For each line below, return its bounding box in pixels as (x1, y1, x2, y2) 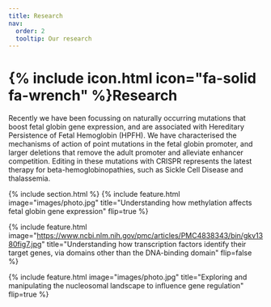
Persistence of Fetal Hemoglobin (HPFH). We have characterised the (8, 130, 237, 140)
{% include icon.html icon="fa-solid (8, 70, 256, 87)
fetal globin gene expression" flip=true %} (8, 207, 149, 216)
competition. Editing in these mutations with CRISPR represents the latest (8, 156, 252, 166)
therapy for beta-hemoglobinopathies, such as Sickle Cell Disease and (8, 165, 243, 175)
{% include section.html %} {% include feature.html (8, 190, 180, 199)
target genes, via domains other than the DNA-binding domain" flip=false (8, 248, 252, 258)
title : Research (8, 11, 63, 20)
